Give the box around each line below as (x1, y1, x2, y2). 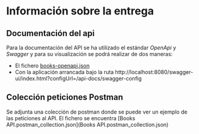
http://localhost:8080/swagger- (115, 69, 194, 76)
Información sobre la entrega (6, 4, 155, 18)
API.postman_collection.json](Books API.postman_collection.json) (6, 121, 169, 128)
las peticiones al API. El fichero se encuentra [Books (6, 114, 135, 121)
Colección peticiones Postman (6, 92, 123, 103)
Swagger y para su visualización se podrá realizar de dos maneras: (6, 50, 173, 58)
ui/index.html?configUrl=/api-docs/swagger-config (14, 75, 142, 82)
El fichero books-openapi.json (14, 62, 90, 69)
